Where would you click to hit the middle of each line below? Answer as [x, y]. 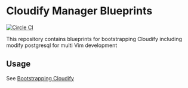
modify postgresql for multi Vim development [62, 45]
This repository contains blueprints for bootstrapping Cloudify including [94, 39]
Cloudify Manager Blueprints [79, 11]
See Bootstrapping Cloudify [40, 78]
